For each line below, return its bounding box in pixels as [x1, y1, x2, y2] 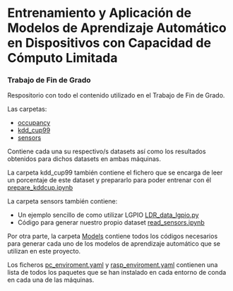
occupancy [17, 119, 51, 127]
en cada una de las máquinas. [7, 275, 95, 284]
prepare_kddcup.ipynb [7, 184, 73, 192]
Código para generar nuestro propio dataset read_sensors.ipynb [17, 218, 205, 227]
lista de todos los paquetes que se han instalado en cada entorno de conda [7, 268, 227, 277]
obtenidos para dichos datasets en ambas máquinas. [7, 155, 161, 163]
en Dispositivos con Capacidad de [7, 35, 212, 51]
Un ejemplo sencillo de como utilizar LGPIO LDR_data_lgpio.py [17, 210, 199, 220]
